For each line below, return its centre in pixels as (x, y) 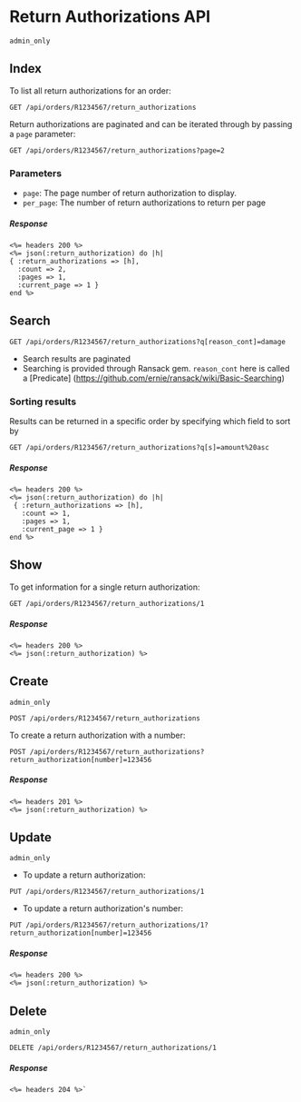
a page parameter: (43, 134)
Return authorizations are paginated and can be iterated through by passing (151, 124)
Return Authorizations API (110, 17)
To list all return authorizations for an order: (90, 90)
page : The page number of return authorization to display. (130, 194)
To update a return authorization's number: (103, 908)
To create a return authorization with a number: (97, 735)
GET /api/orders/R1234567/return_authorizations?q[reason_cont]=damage (147, 342)
